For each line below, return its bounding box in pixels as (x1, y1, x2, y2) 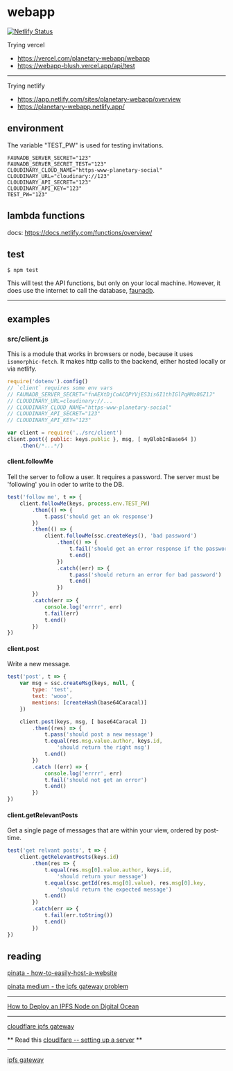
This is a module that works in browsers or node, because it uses (7, 350, 193, 358)
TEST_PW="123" (7, 191, 49, 198)
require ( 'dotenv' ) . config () (7, 378, 89, 385)
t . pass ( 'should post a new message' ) (44, 731, 154, 738)
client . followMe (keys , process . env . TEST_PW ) (19, 500, 150, 507)
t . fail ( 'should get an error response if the (69, 545, 203, 553)
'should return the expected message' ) (56, 886, 172, 893)
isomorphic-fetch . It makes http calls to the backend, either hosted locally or (7, 357, 226, 366)
